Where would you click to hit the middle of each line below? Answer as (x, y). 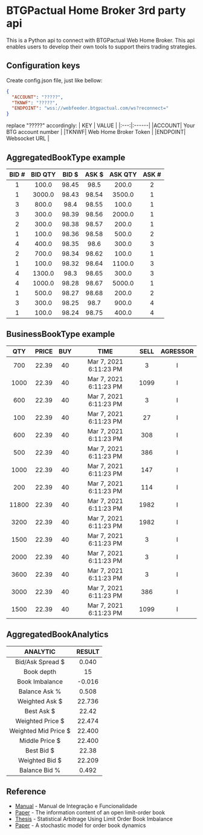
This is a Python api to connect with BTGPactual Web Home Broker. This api (101, 40)
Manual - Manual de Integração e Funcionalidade (76, 806)
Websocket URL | (28, 138)
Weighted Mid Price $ (40, 731)
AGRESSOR (177, 351)
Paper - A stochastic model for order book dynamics (80, 825)
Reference (26, 791)
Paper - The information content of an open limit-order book (90, 813)
